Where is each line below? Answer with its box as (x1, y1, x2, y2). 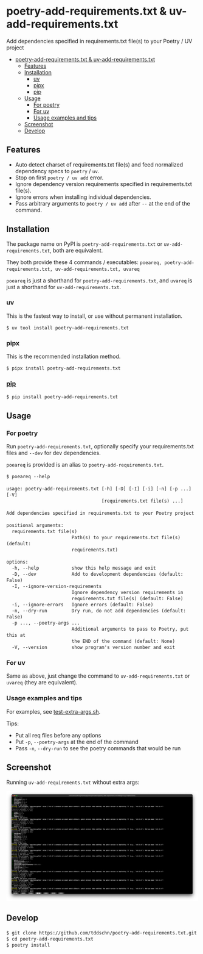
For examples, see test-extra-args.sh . (6, 708, 101, 715)
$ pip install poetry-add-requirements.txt (6, 394, 119, 400)
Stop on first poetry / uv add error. (15, 174, 104, 181)
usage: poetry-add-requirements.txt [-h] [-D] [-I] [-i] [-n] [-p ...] (6, 486, 191, 492)
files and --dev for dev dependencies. (6, 450, 101, 457)
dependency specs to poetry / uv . (15, 167, 100, 174)
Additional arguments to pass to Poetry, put (71, 626, 189, 633)
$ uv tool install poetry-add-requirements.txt (6, 325, 129, 331)
